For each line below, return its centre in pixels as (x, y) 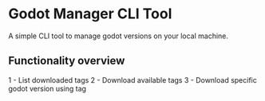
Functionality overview (67, 61)
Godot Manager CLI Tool (90, 14)
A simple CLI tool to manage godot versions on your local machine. (119, 36)
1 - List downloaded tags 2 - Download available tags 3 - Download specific (132, 80)
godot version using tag (47, 88)
